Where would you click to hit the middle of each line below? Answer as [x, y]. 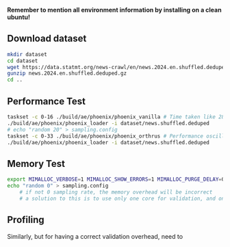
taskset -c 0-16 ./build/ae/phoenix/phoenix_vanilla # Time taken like [111, 117]
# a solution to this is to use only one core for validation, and [117, 198]
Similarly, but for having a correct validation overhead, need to [95, 236]
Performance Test [47, 101]
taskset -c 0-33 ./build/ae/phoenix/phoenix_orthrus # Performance [105, 136]
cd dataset [23, 61]
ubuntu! [19, 17]
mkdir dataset [27, 54]
